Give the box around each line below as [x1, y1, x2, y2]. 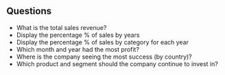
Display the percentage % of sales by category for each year [16, 37, 189, 46]
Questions [6, 5, 52, 17]
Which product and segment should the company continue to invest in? [16, 59, 219, 67]
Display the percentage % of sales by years [16, 31, 140, 39]
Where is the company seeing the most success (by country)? [16, 52, 193, 61]
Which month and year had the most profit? [16, 45, 140, 53]
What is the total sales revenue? [16, 23, 107, 31]
